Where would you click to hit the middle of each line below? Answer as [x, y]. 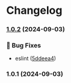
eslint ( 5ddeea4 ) [35, 58]
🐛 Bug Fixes [23, 46]
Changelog [34, 11]
